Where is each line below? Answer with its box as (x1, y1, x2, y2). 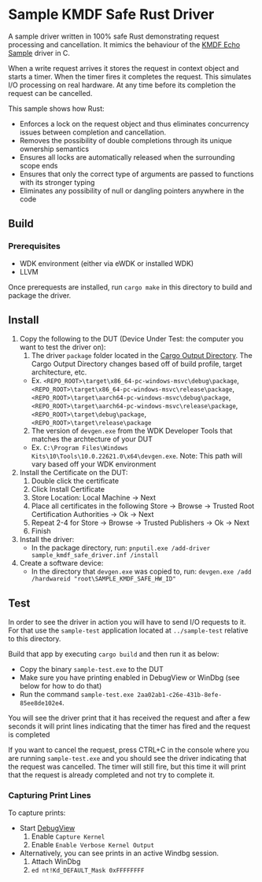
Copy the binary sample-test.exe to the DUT (19, 665, 164, 674)
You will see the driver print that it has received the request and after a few (8, 714, 250, 723)
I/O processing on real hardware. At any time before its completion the (8, 80, 236, 90)
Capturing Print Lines (8, 790, 92, 801)
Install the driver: (19, 535, 75, 544)
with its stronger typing (19, 177, 95, 186)
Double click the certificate (31, 476, 120, 485)
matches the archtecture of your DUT (31, 434, 153, 444)
